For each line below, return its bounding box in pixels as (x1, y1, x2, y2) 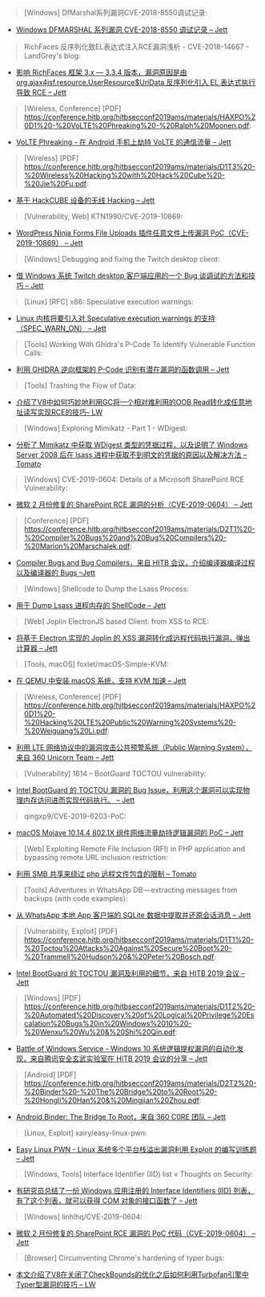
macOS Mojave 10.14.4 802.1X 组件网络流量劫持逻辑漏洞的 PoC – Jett (15, 828, 244, 838)
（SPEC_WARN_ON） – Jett (15, 324, 106, 332)
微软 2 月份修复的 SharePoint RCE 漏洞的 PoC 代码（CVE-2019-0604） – (15, 1229, 256, 1238)
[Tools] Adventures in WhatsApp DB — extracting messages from (23, 885, 238, 895)
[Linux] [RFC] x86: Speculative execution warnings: (23, 297, 194, 306)
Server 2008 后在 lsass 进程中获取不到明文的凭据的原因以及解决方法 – (15, 450, 247, 459)
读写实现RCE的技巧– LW (22, 407, 103, 417)
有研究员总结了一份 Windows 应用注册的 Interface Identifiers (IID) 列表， (15, 1186, 255, 1195)
